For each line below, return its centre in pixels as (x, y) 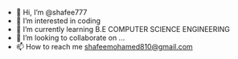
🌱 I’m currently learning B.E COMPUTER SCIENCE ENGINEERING (123, 29)
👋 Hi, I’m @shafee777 (51, 12)
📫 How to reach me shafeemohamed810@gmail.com (104, 47)
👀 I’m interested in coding (58, 21)
